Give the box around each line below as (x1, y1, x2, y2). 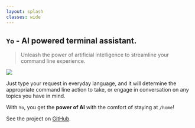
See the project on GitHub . (6, 115, 71, 122)
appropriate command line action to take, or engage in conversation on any (6, 86, 189, 93)
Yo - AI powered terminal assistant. (6, 36, 137, 46)
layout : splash (6, 8, 44, 15)
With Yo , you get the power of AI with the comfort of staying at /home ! (6, 104, 174, 111)
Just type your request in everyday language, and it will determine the (6, 80, 177, 87)
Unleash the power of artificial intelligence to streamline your (20, 51, 170, 59)
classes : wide (6, 14, 41, 20)
